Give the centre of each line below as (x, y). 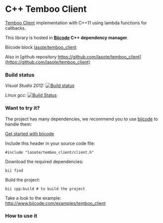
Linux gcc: (16, 95)
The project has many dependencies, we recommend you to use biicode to (81, 119)
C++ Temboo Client (46, 9)
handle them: (19, 124)
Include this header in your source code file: (50, 143)
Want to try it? (23, 108)
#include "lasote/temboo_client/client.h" (50, 152)
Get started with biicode (30, 134)
